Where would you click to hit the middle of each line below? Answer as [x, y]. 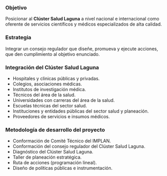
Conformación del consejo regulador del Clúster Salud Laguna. [79, 146]
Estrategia [18, 37]
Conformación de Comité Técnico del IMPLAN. [62, 141]
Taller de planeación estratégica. [47, 157]
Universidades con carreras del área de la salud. [64, 100]
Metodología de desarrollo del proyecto [55, 129]
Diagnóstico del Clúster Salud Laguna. [53, 152]
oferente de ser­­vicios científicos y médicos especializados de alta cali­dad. [84, 24]
